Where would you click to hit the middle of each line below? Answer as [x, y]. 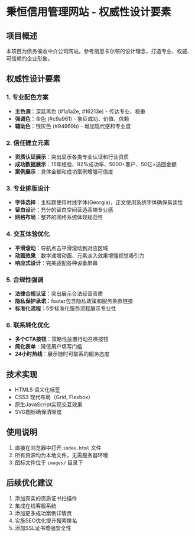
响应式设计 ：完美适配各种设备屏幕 [56, 263]
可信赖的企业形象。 [30, 59]
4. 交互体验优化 [28, 234]
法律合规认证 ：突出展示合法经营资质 [59, 293]
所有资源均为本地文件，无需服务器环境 [61, 455]
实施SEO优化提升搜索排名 [46, 520]
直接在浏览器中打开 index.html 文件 [58, 448]
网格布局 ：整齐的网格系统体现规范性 [59, 217]
